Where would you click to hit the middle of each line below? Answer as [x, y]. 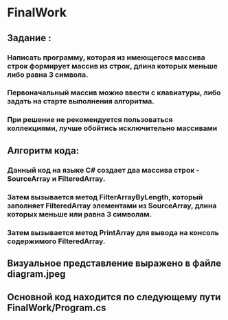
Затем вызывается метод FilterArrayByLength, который [105, 197]
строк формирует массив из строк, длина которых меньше [112, 66]
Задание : [29, 38]
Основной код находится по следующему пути [114, 297]
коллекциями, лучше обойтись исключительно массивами [112, 128]
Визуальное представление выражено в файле [114, 263]
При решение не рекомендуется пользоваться [90, 120]
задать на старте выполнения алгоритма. [81, 101]
